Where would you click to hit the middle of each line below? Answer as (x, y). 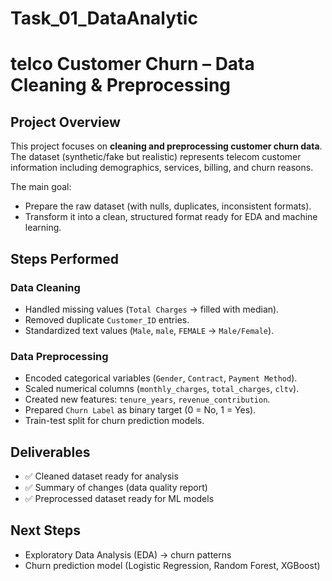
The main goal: (41, 187)
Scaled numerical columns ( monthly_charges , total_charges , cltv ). (162, 389)
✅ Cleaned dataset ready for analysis (101, 476)
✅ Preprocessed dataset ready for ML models (119, 498)
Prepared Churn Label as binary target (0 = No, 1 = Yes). (140, 410)
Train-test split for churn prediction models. (114, 421)
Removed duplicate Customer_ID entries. (107, 319)
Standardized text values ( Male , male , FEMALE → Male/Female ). (149, 330)
